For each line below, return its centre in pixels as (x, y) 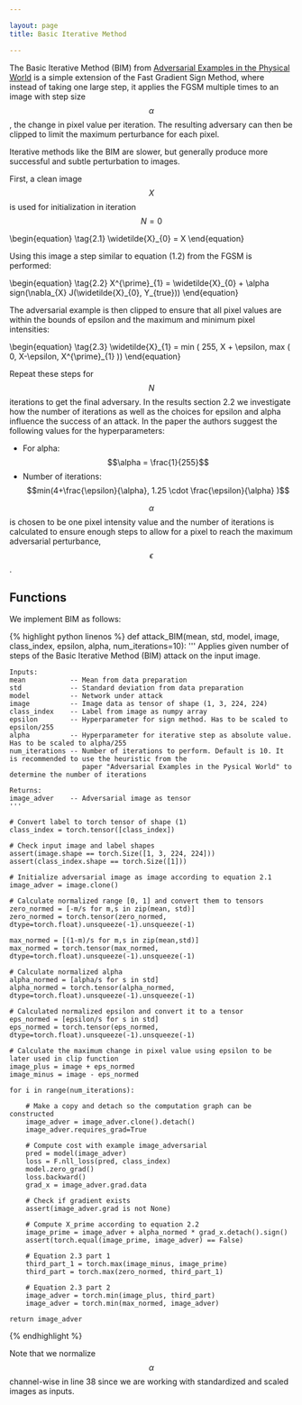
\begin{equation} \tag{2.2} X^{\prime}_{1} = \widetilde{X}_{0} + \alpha (139, 283)
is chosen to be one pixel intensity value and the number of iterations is (142, 522)
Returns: (26, 791)
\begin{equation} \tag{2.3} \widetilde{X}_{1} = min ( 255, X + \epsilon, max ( (150, 346)
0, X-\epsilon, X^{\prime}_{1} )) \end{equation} (96, 356)
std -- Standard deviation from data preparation (127, 688)
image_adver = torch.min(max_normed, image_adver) (123, 1304)
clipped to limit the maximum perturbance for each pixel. (114, 134)
